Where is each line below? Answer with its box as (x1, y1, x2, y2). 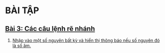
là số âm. (12, 43, 31, 49)
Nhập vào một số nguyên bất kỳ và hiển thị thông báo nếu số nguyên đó (12, 37, 160, 43)
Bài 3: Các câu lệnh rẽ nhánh (5, 25, 95, 33)
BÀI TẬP (5, 5, 40, 16)
